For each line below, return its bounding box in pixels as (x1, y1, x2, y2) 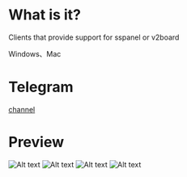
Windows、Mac (8, 48, 62, 58)
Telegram (8, 78, 74, 96)
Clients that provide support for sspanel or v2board (8, 32, 180, 42)
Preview (8, 133, 65, 151)
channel (8, 104, 36, 114)
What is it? (8, 6, 82, 24)
